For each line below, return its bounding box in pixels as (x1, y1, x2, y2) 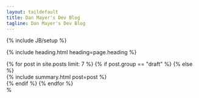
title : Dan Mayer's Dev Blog (6, 15, 80, 21)
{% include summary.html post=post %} (6, 74, 107, 81)
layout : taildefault (6, 9, 59, 15)
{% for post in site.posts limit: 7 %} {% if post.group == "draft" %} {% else (6, 60, 193, 68)
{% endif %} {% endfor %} (6, 80, 74, 87)
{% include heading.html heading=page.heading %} (6, 49, 137, 56)
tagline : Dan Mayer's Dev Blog (6, 20, 86, 26)
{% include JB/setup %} (6, 37, 67, 44)
